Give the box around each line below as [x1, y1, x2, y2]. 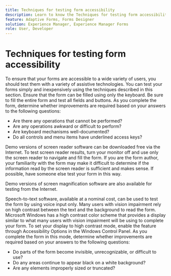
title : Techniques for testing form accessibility [5, 7, 115, 13]
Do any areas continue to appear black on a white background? [12, 260, 146, 266]
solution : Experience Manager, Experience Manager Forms [5, 21, 129, 27]
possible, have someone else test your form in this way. [5, 171, 122, 177]
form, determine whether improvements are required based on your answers [5, 102, 166, 109]
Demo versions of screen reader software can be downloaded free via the [5, 144, 160, 150]
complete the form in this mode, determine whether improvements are [5, 234, 153, 240]
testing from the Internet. [5, 186, 58, 192]
